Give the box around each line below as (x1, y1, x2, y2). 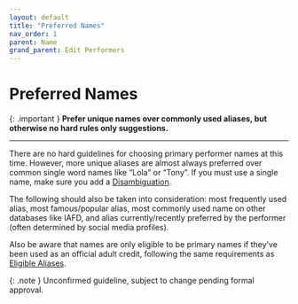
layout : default (9, 12, 69, 22)
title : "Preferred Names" (9, 21, 105, 30)
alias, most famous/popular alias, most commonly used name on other (9, 203, 266, 214)
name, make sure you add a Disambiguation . (9, 176, 172, 187)
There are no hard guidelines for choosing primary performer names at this (9, 148, 284, 160)
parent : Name (9, 37, 58, 47)
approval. (9, 285, 44, 295)
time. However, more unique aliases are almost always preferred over (9, 158, 263, 168)
